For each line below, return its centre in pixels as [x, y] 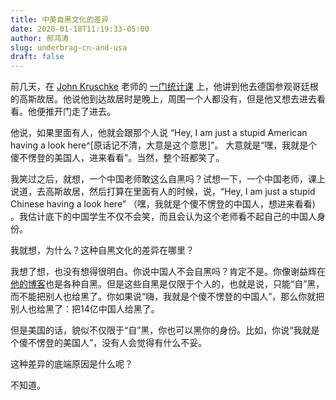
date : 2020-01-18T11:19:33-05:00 [80, 29]
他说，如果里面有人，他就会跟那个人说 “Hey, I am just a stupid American [159, 133]
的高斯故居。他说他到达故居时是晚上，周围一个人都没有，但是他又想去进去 [163, 99]
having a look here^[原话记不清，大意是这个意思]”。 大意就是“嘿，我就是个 [164, 145]
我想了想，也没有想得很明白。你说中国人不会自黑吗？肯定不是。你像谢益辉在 [168, 272]
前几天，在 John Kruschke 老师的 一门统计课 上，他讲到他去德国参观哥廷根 [164, 87]
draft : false [37, 57]
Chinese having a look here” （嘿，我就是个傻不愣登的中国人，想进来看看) [163, 204]
